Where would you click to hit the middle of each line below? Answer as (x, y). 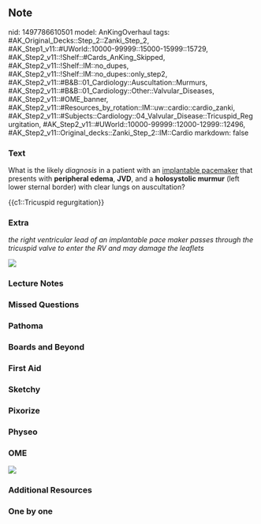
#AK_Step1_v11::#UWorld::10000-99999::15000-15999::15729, (108, 49)
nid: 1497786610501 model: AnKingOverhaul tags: (89, 32)
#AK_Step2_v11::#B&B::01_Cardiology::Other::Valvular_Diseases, (112, 91)
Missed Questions (44, 305)
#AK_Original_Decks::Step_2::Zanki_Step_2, (79, 40)
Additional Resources (50, 490)
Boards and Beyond (47, 347)
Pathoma (26, 326)
